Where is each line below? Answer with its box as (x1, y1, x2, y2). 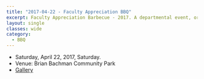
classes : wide (6, 25, 42, 32)
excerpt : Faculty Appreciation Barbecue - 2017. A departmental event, (6, 14, 191, 21)
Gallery (15, 66, 33, 73)
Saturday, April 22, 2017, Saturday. (15, 54, 101, 60)
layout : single (6, 20, 45, 26)
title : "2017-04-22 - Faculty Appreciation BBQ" (6, 8, 132, 15)
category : (6, 31, 32, 37)
